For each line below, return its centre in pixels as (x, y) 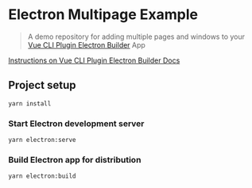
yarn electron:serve (43, 140)
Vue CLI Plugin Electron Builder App (86, 44)
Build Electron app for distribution (75, 159)
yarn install (30, 104)
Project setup (43, 85)
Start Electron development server (76, 123)
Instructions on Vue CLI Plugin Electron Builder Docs (94, 60)
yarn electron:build (43, 176)
